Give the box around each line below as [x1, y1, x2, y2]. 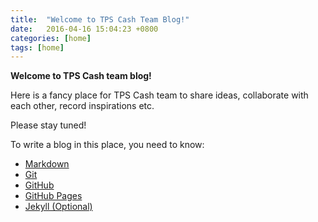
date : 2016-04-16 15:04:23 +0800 [10, 24, 159, 34]
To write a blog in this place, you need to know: [10, 139, 205, 151]
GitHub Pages [24, 190, 83, 202]
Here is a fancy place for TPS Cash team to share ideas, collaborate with [10, 89, 309, 101]
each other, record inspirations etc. [10, 100, 155, 112]
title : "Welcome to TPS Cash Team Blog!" [10, 14, 190, 25]
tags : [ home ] [10, 42, 65, 53]
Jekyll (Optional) [24, 201, 93, 213]
